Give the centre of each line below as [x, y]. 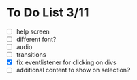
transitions [31, 55]
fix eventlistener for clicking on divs [66, 62]
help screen [33, 31]
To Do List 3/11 [48, 13]
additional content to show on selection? [73, 70]
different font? [36, 39]
